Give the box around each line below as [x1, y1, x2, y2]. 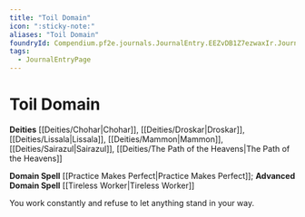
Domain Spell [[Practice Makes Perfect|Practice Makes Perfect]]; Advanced [9, 170, 296, 181]
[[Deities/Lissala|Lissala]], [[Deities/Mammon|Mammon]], [9, 133, 224, 145]
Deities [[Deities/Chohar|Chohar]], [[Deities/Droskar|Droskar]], [9, 124, 245, 135]
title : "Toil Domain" [9, 13, 92, 23]
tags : [9, 47, 30, 56]
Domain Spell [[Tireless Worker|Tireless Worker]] [9, 180, 195, 191]
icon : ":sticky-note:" [9, 22, 95, 31]
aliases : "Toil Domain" [9, 30, 100, 39]
